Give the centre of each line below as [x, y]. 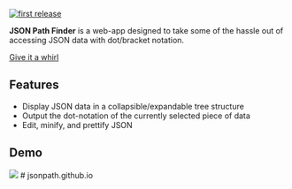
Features [34, 85]
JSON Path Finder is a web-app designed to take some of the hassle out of [146, 30]
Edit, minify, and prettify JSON [77, 125]
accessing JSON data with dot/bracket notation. [96, 40]
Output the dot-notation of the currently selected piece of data [136, 116]
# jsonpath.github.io [57, 175]
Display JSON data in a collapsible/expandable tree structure [133, 106]
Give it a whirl [34, 57]
